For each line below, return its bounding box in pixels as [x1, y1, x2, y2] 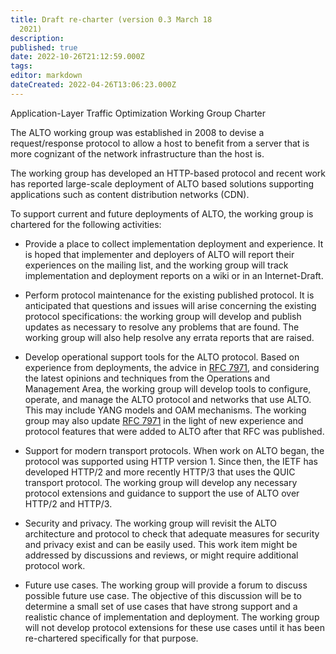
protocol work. [24, 559, 86, 571]
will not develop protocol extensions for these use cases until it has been [24, 621, 325, 633]
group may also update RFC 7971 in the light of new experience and [24, 414, 304, 426]
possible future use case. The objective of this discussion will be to [24, 589, 302, 601]
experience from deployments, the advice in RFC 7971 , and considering [24, 361, 320, 373]
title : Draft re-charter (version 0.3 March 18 [10, 14, 213, 25]
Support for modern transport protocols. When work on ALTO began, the [24, 444, 325, 456]
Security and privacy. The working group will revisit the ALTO [24, 517, 278, 529]
